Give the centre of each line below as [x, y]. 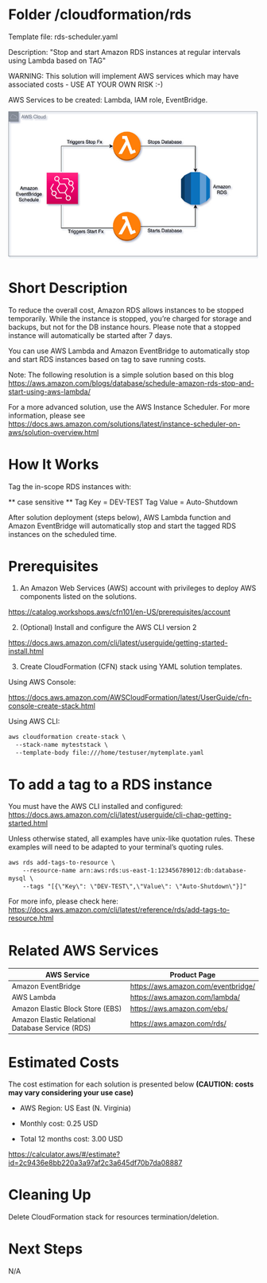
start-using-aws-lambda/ [50, 391]
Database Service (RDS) [51, 1028]
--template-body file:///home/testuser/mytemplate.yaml [110, 753]
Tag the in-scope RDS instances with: [70, 486]
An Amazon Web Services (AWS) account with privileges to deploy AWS [138, 588]
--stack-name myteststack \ [62, 745]
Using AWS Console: [42, 682]
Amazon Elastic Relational [54, 1019]
